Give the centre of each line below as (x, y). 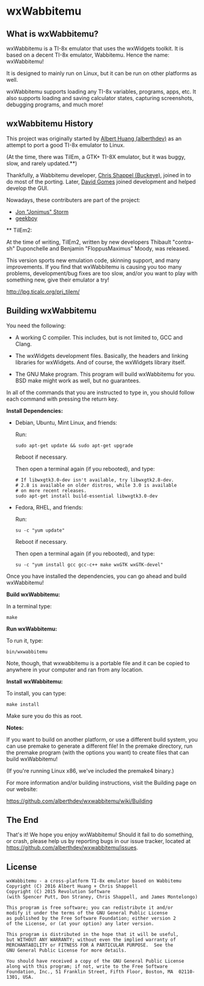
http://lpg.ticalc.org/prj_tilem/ (43, 291)
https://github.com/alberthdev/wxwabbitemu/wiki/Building (79, 801)
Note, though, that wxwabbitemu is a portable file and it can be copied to (98, 663)
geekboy (26, 218)
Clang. (24, 344)
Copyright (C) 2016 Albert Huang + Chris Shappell (72, 886)
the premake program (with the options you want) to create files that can (98, 752)
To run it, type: (25, 640)
